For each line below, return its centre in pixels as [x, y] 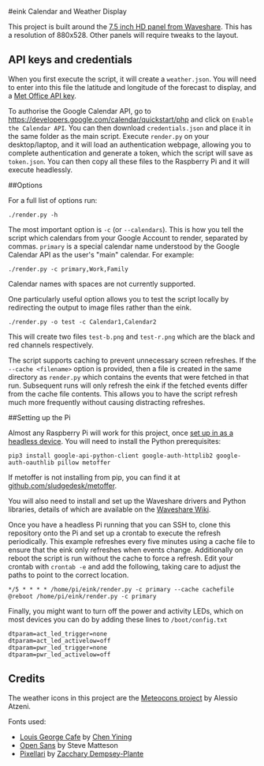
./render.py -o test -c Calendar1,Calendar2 [82, 322]
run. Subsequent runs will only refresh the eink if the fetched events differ [128, 385]
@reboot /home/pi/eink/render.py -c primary [82, 596]
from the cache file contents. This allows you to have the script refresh [123, 393]
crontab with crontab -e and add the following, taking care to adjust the [125, 566]
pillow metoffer [84, 462]
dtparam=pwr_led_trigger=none [58, 648]
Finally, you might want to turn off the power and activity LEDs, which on [126, 610]
